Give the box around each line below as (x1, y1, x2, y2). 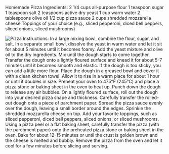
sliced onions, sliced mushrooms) (5, 26, 75, 32)
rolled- (145, 94, 159, 100)
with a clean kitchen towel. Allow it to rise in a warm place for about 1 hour (5, 73, 160, 79)
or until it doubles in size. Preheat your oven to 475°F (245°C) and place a (5, 78, 159, 84)
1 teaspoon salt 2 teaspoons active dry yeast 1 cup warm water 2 (5, 10, 141, 16)
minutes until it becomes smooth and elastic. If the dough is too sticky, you (5, 63, 161, 68)
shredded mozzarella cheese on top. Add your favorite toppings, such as (5, 111, 157, 117)
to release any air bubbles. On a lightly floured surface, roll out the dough (5, 89, 158, 95)
